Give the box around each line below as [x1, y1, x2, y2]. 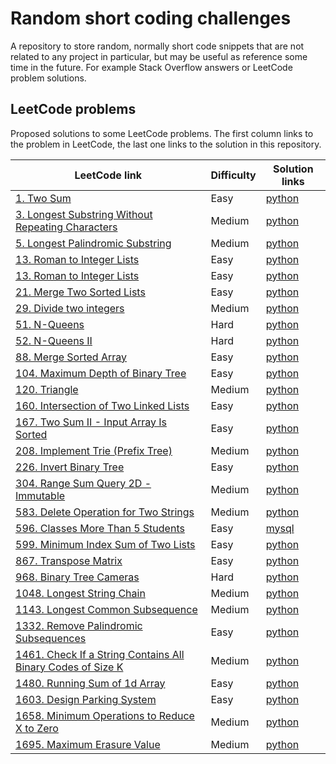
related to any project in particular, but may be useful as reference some [10, 50, 308, 62]
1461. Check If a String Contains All [15, 647, 185, 661]
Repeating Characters [15, 220, 118, 234]
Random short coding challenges [10, 7, 292, 30]
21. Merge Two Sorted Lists [15, 285, 146, 299]
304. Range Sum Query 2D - [15, 476, 152, 490]
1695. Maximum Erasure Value [15, 737, 161, 751]
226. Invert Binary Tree [15, 460, 125, 474]
